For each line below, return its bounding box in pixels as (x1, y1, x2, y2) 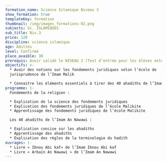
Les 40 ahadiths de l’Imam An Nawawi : (9, 117, 92, 122)
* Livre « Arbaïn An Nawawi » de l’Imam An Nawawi (9, 150, 117, 155)
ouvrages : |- (5, 140, 32, 145)
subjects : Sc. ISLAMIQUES (5, 26, 59, 31)
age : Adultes (5, 44, 32, 49)
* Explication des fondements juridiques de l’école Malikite (9, 104, 141, 109)
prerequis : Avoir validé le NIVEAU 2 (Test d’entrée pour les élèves (5, 58, 153, 63)
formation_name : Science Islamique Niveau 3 (5, 7, 99, 12)
